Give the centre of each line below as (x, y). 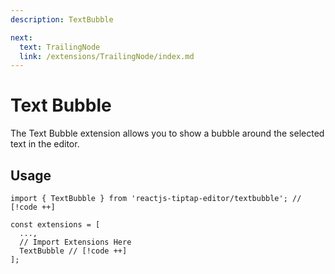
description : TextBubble (62, 19)
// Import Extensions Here (75, 242)
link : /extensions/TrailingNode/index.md (107, 56)
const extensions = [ (55, 225)
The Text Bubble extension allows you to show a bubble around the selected (167, 133)
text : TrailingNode (60, 47)
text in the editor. (45, 144)
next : (21, 37)
